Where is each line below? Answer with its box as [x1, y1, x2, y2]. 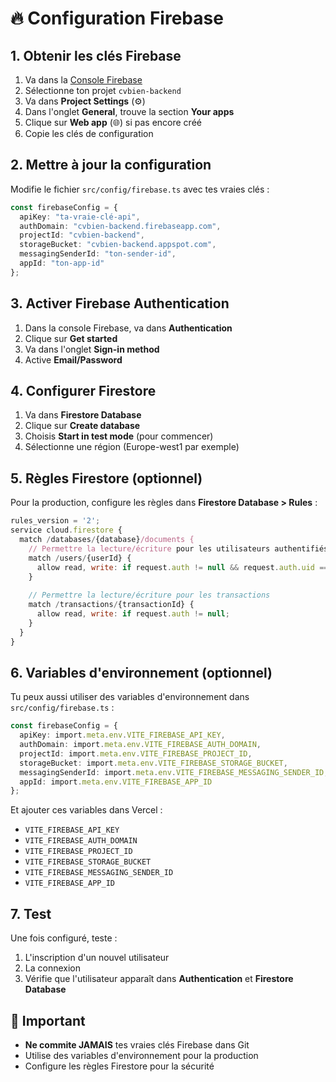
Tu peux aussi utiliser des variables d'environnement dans [10, 691, 250, 703]
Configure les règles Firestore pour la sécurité [24, 1060, 215, 1072]
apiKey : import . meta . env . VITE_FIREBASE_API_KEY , [19, 730, 226, 741]
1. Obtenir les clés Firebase [10, 47, 182, 64]
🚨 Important [10, 1012, 86, 1029]
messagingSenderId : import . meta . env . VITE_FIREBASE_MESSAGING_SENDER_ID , [19, 767, 329, 777]
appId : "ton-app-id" [19, 258, 105, 269]
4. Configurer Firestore [10, 383, 157, 400]
